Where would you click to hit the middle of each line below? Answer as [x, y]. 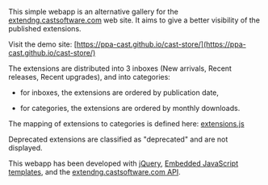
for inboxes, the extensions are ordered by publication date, [119, 92]
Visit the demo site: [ [43, 44]
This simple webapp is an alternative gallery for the [94, 12]
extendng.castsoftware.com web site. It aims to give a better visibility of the [134, 20]
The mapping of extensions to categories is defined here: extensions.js [126, 123]
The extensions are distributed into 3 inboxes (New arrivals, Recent [120, 68]
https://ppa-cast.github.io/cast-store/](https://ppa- [161, 44]
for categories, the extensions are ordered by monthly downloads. [130, 108]
